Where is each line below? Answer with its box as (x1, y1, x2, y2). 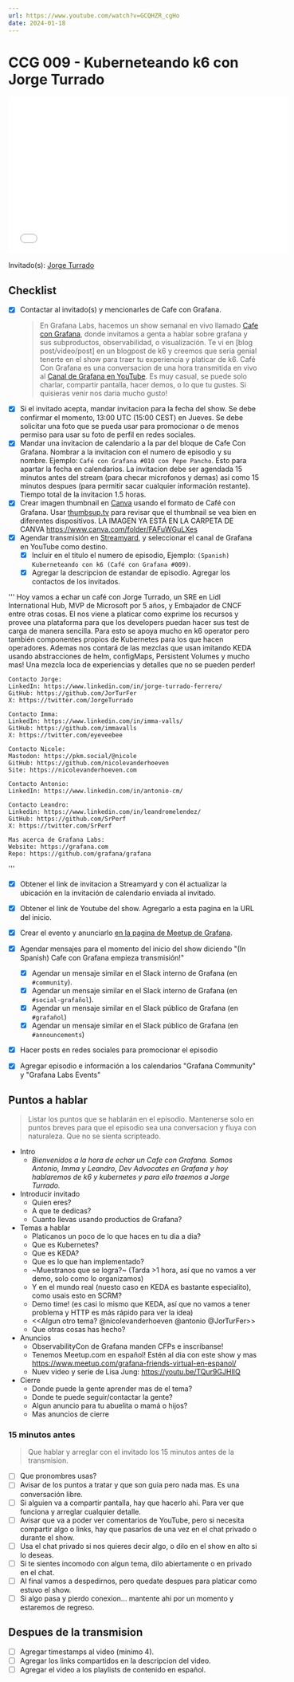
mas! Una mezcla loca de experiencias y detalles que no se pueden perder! (8, 659, 256, 670)
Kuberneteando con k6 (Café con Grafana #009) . (31, 559, 191, 568)
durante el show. (19, 1532, 75, 1542)
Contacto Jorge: (8, 675, 62, 683)
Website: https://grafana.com (8, 843, 109, 851)
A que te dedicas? (31, 1206, 92, 1216)
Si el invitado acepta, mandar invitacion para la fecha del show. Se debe (19, 404, 257, 414)
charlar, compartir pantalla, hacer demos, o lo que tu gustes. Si (39, 380, 247, 390)
